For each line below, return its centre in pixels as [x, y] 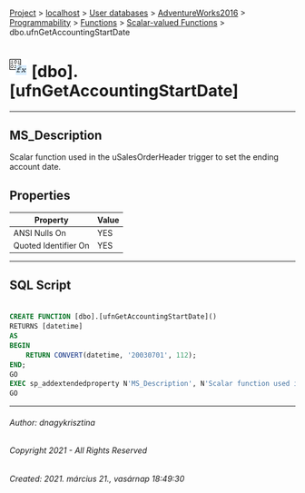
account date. [35, 167]
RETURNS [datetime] [46, 327]
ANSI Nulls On [39, 232]
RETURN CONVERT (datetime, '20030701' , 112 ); [111, 355]
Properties [40, 195]
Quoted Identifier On [51, 246]
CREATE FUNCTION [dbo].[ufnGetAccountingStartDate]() [113, 317]
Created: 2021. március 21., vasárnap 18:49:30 [97, 479]
